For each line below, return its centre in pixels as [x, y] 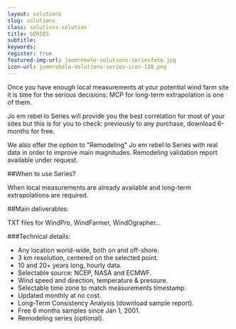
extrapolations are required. [48, 195]
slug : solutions [31, 21]
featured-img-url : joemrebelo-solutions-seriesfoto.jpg [92, 60]
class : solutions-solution [47, 27]
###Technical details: [39, 236]
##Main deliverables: [38, 209]
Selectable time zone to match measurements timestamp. [102, 288]
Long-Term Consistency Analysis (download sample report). [106, 303]
